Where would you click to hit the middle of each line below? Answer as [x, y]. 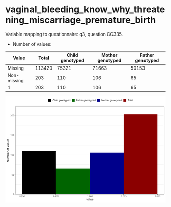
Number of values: [32, 44]
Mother [109, 55]
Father [147, 55]
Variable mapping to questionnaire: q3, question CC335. [64, 34]
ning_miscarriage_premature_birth [81, 20]
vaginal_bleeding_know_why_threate [85, 9]
